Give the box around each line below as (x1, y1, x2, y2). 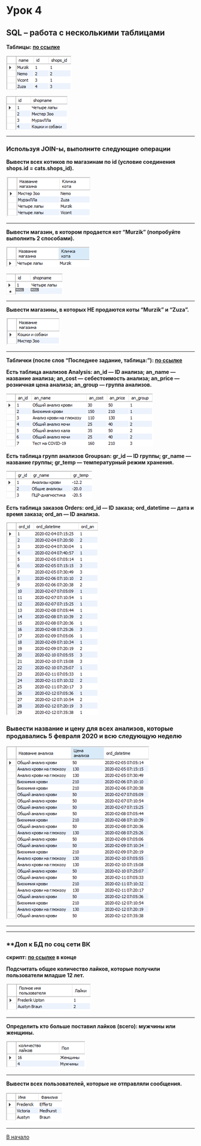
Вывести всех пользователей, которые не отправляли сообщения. (6, 1080, 182, 1087)
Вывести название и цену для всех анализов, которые (6, 725, 173, 733)
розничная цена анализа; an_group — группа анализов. (6, 381, 152, 388)
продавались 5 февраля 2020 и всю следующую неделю (6, 732, 182, 740)
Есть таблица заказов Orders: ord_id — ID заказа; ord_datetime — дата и (6, 504, 194, 511)
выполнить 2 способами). (6, 235, 75, 242)
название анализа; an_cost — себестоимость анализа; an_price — (6, 375, 180, 382)
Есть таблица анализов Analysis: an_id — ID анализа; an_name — (6, 369, 176, 376)
